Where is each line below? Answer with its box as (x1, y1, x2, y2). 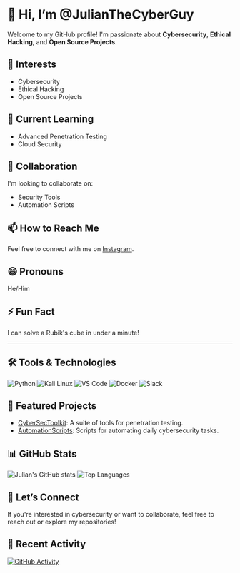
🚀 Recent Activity (7, 538, 86, 550)
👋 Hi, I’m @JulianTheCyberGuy (7, 6, 194, 23)
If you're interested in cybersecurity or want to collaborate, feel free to (7, 510, 214, 519)
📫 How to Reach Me (7, 222, 99, 234)
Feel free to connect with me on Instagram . (7, 245, 134, 253)
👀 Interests (7, 59, 57, 71)
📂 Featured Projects (7, 400, 97, 412)
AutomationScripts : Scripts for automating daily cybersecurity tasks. (17, 426, 219, 435)
